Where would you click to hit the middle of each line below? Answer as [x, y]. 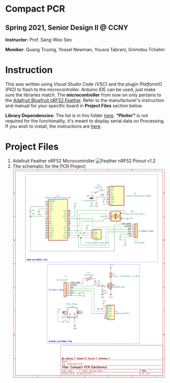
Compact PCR [35, 9]
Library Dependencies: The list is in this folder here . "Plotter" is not [77, 115]
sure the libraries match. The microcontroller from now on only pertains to [83, 95]
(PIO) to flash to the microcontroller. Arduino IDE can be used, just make [80, 89]
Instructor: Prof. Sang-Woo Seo [39, 40]
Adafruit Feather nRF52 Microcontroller [54, 161]
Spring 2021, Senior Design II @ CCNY [67, 28]
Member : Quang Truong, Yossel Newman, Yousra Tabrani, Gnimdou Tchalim [85, 49]
